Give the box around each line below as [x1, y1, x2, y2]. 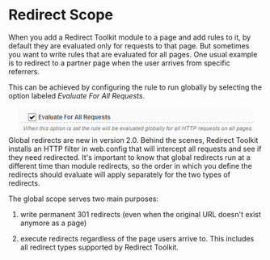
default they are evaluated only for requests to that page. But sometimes [8, 40, 250, 50]
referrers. [8, 66, 40, 76]
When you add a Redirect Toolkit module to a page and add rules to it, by [8, 32, 251, 42]
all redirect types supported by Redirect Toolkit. [19, 242, 179, 252]
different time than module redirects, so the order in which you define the [8, 161, 252, 170]
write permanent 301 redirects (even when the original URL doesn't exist [19, 209, 261, 219]
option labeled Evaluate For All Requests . [8, 90, 146, 100]
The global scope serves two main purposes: [8, 194, 159, 203]
